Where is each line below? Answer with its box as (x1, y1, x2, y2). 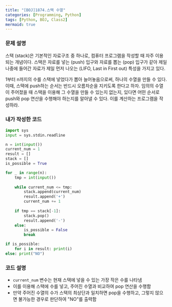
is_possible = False (24, 227, 68, 233)
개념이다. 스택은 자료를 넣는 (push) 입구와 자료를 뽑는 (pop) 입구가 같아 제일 (14, 59, 167, 65)
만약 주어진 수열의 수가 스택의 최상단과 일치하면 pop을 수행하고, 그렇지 (12, 290, 154, 296)
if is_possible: (5, 242, 40, 247)
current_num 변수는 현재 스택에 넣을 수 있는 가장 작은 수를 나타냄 (12, 277, 142, 283)
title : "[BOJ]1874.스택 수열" (5, 7, 66, 13)
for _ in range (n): (5, 170, 47, 175)
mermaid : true (5, 22, 36, 27)
